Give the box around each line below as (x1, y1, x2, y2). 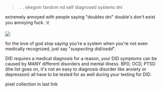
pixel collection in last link (5, 81, 58, 87)
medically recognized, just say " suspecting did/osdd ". (5, 46, 116, 51)
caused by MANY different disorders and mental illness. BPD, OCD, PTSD (5, 61, 156, 66)
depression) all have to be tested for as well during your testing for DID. (5, 71, 152, 77)
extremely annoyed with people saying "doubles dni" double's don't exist (5, 14, 156, 19)
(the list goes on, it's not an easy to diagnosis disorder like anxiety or (5, 66, 147, 72)
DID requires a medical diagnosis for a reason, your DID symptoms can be (5, 55, 157, 61)
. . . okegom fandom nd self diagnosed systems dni (17, 4, 123, 10)
